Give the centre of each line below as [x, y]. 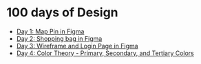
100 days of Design [62, 13]
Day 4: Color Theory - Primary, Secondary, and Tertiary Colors [105, 53]
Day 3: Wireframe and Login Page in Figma [77, 46]
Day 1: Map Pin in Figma [50, 31]
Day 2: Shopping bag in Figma [59, 38]
